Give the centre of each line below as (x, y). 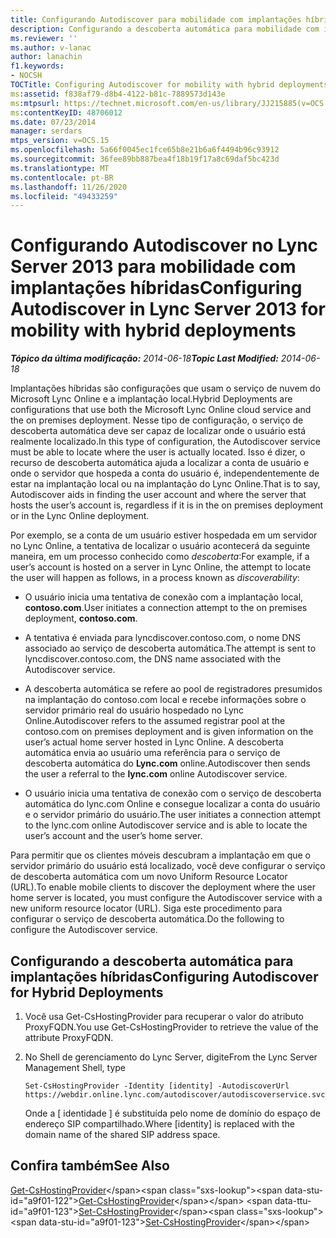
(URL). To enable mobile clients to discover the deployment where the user (163, 887)
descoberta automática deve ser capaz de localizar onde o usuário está (158, 431)
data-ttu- (293, 1200)
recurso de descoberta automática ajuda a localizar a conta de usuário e (160, 463)
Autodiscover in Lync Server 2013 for (168, 309)
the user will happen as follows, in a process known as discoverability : (155, 578)
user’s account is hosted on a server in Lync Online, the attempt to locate (161, 567)
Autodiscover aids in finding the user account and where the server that (158, 495)
